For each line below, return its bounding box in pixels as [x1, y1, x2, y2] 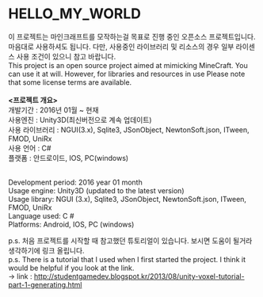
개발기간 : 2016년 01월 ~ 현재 [8, 105, 99, 115]
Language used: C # [8, 211, 74, 220]
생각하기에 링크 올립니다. [8, 246, 85, 255]
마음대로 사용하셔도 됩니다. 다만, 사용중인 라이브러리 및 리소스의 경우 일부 [8, 41, 234, 51]
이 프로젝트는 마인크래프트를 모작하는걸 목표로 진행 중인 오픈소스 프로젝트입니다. [8, 32, 256, 41]
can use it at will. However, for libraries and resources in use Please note [8, 69, 246, 78]
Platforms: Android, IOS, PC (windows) [8, 219, 135, 229]
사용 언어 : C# [8, 143, 51, 153]
